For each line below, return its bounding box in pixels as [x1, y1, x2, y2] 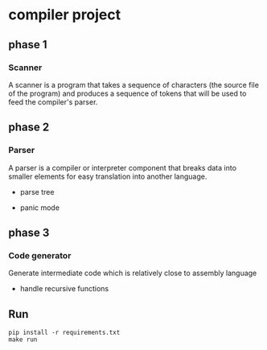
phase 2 [8, 121, 50, 134]
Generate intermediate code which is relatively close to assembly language [8, 268, 257, 278]
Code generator [8, 249, 72, 261]
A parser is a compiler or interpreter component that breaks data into [8, 163, 237, 172]
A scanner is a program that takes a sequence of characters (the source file [8, 80, 260, 89]
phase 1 [8, 38, 47, 51]
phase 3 [8, 225, 50, 239]
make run [8, 336, 38, 344]
